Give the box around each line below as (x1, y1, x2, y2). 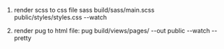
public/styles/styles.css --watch (13, 13, 107, 21)
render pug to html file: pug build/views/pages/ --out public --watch (13, 27, 211, 35)
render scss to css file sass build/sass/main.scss (13, 6, 155, 14)
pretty (13, 34, 31, 42)
